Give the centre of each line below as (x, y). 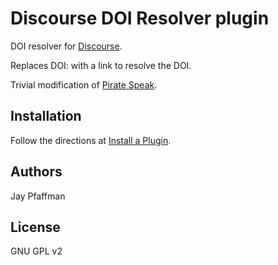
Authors (36, 172)
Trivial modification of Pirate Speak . (84, 84)
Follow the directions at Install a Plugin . (91, 140)
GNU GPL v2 (36, 251)
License (35, 227)
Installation (46, 116)
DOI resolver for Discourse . (66, 46)
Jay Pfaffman (38, 196)
